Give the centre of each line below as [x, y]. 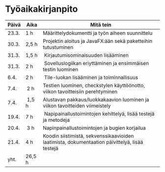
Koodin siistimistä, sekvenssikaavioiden [88, 136]
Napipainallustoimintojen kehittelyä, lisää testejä [99, 113]
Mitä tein [101, 25]
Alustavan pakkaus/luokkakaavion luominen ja [96, 100]
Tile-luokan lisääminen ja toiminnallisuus [91, 77]
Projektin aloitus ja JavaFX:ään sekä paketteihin [97, 41]
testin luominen [60, 69]
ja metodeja [56, 120]
